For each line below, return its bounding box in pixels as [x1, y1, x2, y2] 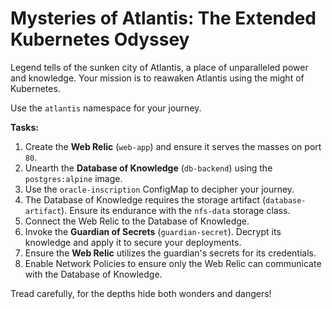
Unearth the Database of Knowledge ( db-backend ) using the [24, 162, 273, 174]
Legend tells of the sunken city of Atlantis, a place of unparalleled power [10, 61, 309, 73]
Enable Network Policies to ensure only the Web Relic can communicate [24, 257, 322, 269]
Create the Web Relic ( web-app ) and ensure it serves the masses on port [24, 140, 322, 152]
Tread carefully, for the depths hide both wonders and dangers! [10, 287, 272, 299]
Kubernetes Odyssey [10, 28, 190, 51]
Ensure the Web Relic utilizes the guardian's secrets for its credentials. [24, 247, 317, 259]
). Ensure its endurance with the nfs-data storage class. [61, 204, 291, 216]
